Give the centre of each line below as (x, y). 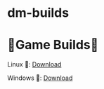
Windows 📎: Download (40, 78)
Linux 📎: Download (34, 64)
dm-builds (38, 13)
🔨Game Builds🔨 (53, 45)
